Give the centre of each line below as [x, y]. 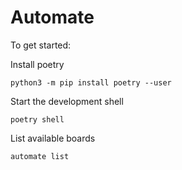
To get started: [41, 45]
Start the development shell [67, 101]
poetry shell [37, 119]
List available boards [53, 138]
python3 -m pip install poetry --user [91, 82]
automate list [40, 156]
